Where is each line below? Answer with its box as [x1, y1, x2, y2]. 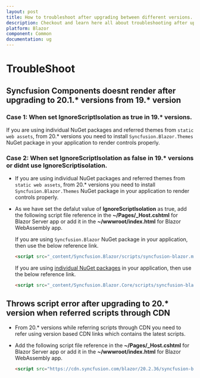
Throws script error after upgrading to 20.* [6, 299, 169, 309]
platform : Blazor [6, 25, 49, 32]
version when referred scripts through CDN [6, 308, 171, 318]
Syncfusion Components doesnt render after [6, 86, 176, 96]
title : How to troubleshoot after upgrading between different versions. [6, 14, 193, 20]
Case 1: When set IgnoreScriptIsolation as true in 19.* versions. [6, 113, 192, 121]
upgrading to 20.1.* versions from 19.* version [6, 95, 182, 105]
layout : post [6, 8, 39, 15]
